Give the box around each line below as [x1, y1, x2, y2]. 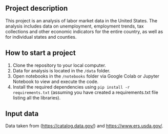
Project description [5, 4, 68, 13]
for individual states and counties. [5, 34, 77, 40]
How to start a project [5, 48, 76, 58]
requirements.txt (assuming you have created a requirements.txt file [12, 89, 159, 95]
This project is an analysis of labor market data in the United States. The [5, 17, 158, 23]
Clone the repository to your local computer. [12, 62, 107, 68]
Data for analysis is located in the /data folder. [12, 67, 111, 73]
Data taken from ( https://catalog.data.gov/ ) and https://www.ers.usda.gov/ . [5, 123, 163, 129]
